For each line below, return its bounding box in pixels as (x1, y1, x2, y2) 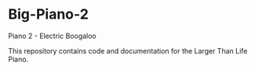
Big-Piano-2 (8, 5, 89, 23)
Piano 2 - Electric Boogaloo (8, 31, 97, 40)
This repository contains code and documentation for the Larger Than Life (8, 46, 248, 55)
